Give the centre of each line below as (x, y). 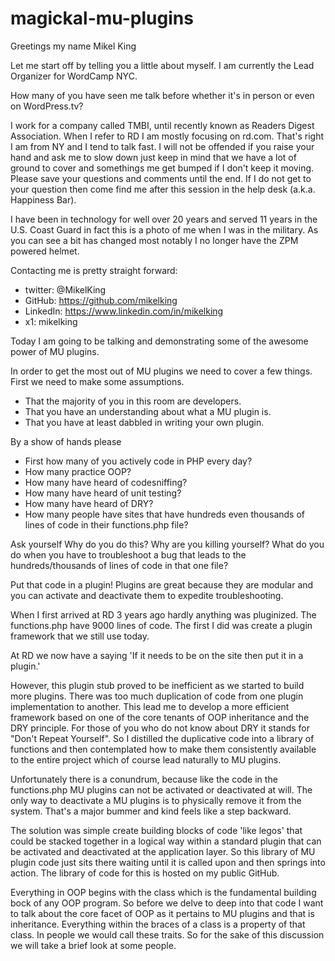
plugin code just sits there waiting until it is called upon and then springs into (168, 862)
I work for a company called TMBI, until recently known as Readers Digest (162, 125)
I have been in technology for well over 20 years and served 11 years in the (164, 219)
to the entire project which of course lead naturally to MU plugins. (146, 759)
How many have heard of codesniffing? (106, 482)
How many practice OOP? (78, 471)
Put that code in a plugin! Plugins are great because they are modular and (162, 584)
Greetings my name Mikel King (73, 46)
